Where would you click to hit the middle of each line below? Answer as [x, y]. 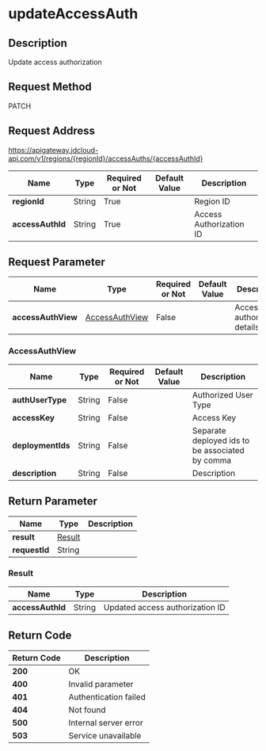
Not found [87, 710]
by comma [212, 460]
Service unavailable [105, 735]
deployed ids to [221, 440]
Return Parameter [53, 501]
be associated [219, 450]
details [247, 327]
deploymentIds [41, 445]
